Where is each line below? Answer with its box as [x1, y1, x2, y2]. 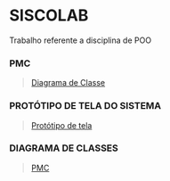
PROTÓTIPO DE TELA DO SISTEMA [9, 100, 162, 112]
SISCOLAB [9, 5, 89, 26]
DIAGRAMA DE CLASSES [9, 142, 118, 154]
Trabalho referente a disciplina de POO [9, 35, 152, 45]
